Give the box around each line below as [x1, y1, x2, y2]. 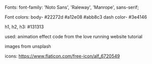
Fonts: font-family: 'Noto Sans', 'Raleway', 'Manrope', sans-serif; [5, 5, 139, 10]
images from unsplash [5, 43, 51, 49]
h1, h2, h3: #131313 [5, 24, 44, 30]
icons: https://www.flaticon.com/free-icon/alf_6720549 [5, 53, 120, 59]
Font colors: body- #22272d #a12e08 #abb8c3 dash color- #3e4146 [5, 14, 147, 20]
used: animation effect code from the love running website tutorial [5, 34, 143, 39]
